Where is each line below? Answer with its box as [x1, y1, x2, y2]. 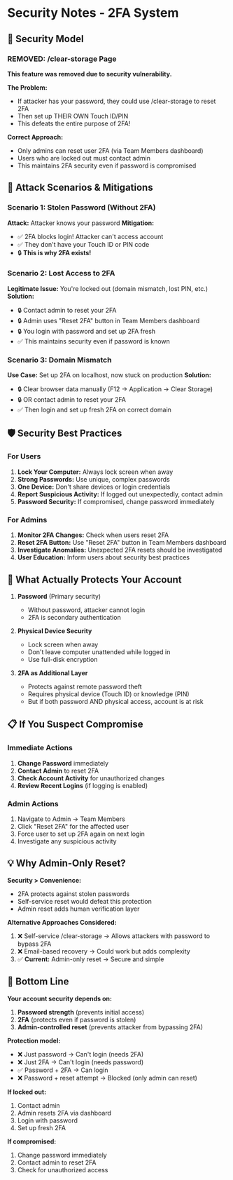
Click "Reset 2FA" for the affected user [17, 822, 129, 830]
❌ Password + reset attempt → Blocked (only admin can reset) [17, 1073, 198, 1082]
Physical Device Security [17, 626, 92, 635]
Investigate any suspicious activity [17, 836, 117, 846]
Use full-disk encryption [27, 655, 98, 663]
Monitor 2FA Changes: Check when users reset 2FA [17, 531, 169, 539]
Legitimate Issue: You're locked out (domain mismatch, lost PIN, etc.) [7, 284, 209, 292]
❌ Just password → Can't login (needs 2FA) [17, 1050, 144, 1058]
